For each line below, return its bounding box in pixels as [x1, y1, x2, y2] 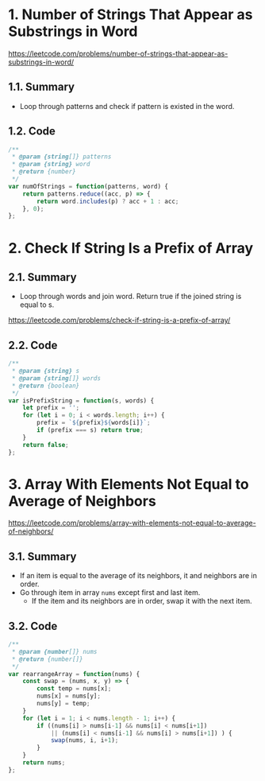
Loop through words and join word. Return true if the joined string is [19, 292, 242, 301]
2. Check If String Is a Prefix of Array [8, 239, 254, 257]
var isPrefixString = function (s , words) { [8, 396, 155, 405]
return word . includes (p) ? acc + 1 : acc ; [36, 197, 179, 205]
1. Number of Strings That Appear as [8, 6, 253, 24]
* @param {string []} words [11, 374, 102, 383]
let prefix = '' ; [22, 404, 80, 412]
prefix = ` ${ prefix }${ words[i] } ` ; [36, 419, 151, 427]
